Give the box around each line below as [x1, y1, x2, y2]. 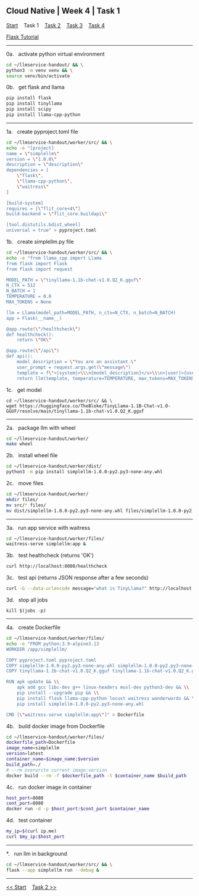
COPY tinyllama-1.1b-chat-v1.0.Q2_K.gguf [6, 668, 110, 674]
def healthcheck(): [6, 331, 54, 338]
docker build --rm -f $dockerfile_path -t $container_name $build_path [6, 772, 187, 779]
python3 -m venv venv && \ [6, 67, 73, 73]
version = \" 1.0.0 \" [6, 156, 57, 162]
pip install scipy [6, 106, 52, 112]
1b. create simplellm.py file [6, 238, 74, 246]
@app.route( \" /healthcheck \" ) [6, 326, 81, 332]
